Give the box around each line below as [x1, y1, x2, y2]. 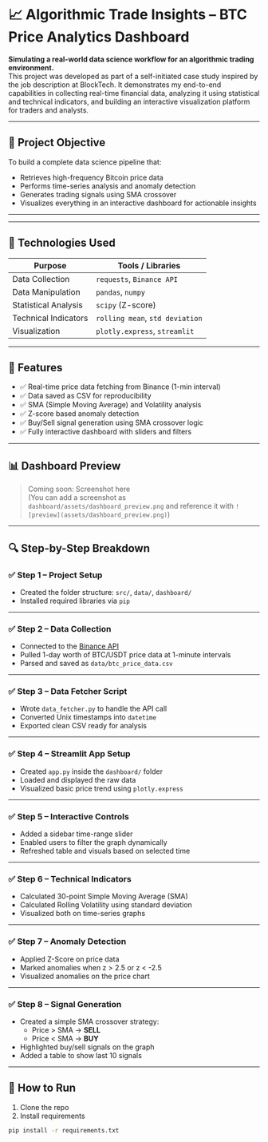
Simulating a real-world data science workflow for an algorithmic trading [8, 54, 254, 64]
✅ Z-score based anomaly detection [19, 409, 140, 418]
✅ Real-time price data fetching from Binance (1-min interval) [19, 382, 221, 391]
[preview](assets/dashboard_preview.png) [27, 511, 167, 519]
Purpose [33, 260, 67, 271]
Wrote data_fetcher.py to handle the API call [19, 704, 167, 714]
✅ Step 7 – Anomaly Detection [8, 936, 127, 947]
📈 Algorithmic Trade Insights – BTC [8, 6, 247, 24]
